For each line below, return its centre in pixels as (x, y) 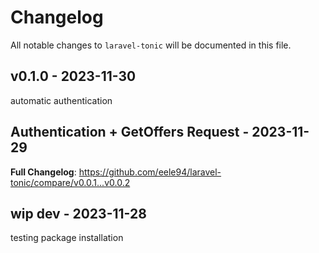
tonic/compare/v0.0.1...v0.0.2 (70, 182)
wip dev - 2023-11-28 (78, 213)
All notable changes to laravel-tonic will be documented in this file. (151, 45)
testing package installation (67, 238)
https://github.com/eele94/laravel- (150, 172)
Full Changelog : (43, 172)
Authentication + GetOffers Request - (130, 132)
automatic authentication (61, 100)
